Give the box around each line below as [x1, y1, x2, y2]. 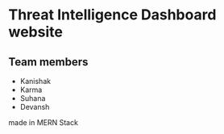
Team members [8, 55, 89, 69]
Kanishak [19, 77, 51, 86]
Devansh [19, 103, 50, 111]
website [8, 23, 63, 41]
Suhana [19, 94, 46, 103]
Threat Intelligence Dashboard [8, 6, 217, 24]
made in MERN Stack [8, 118, 79, 127]
